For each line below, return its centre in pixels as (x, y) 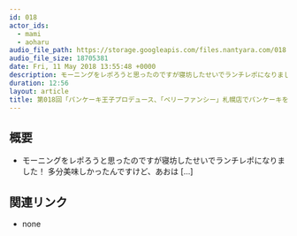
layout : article (39, 91)
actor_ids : (29, 26)
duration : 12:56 (39, 83)
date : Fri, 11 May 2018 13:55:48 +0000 (83, 67)
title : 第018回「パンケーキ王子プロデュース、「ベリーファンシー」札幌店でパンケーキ (146, 99)
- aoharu (33, 42)
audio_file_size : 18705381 (59, 58)
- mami (29, 34)
